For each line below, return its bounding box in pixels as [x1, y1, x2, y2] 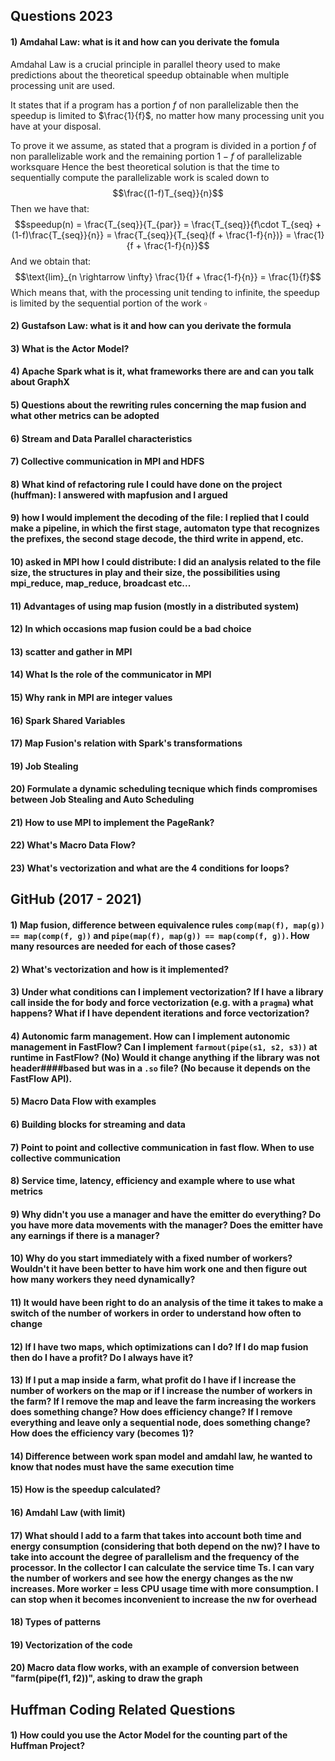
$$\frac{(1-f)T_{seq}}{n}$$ [112, 187, 224, 199]
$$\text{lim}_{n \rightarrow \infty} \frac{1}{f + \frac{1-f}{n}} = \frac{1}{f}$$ [14, 270, 322, 283]
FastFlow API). [10, 1072, 73, 1084]
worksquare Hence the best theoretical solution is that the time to [10, 160, 280, 173]
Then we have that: [10, 202, 90, 214]
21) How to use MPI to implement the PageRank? [10, 816, 215, 828]
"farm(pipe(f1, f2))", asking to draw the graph [10, 1672, 203, 1684]
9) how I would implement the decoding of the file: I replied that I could [10, 512, 310, 524]
